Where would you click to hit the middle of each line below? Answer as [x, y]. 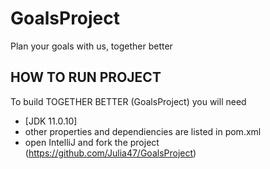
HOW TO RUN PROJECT [86, 77]
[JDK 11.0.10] [51, 121]
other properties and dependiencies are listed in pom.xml [143, 131]
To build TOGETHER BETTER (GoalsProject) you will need [128, 101]
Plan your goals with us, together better [91, 46]
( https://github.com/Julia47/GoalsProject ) [110, 153]
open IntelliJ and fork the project [92, 142]
